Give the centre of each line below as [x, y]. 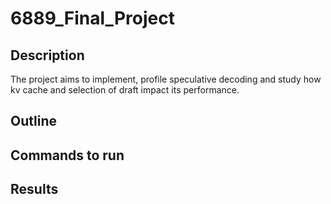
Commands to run [67, 155]
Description [47, 55]
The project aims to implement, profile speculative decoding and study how [166, 79]
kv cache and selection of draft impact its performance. [125, 90]
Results [34, 189]
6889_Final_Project [92, 18]
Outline [33, 121]
